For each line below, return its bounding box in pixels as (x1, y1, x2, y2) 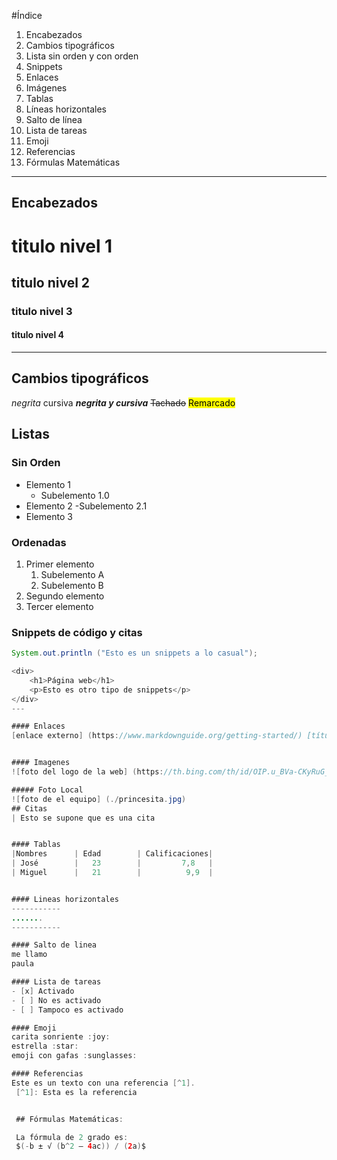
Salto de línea (25, 114, 83, 125)
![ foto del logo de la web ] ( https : (11, 767, 164, 777)
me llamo (11, 950, 48, 960)
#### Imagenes (11, 758, 71, 768)
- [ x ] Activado (11, 986, 75, 996)
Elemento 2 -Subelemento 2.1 (25, 500, 148, 512)
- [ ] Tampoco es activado (11, 1005, 124, 1015)
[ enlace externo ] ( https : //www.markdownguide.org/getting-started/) (11, 731, 303, 741)
